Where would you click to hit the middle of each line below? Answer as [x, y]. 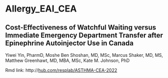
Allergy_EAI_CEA [41, 9]
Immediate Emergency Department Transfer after [84, 35]
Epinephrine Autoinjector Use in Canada [69, 43]
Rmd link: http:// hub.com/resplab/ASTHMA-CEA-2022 [61, 70]
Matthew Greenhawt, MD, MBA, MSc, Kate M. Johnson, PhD [67, 60]
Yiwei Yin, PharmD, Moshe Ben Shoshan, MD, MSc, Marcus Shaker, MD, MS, [84, 55]
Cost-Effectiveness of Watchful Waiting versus [81, 27]
